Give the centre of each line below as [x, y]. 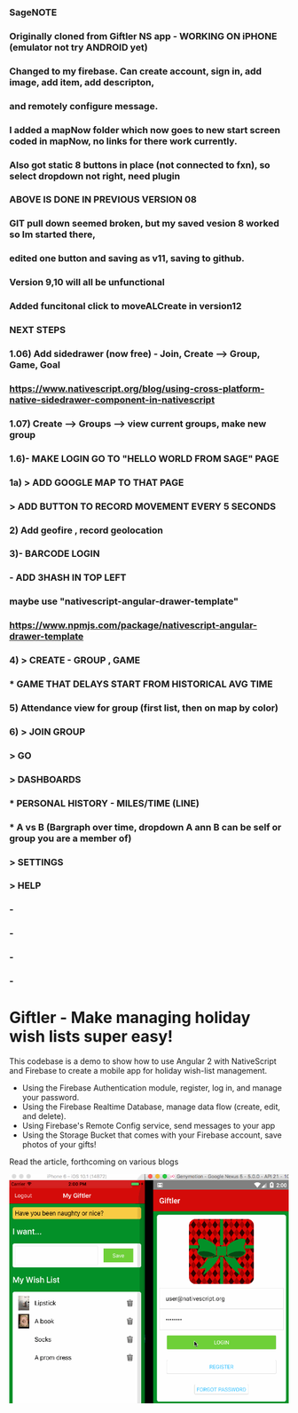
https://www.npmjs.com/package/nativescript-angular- [133, 625]
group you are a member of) [71, 838]
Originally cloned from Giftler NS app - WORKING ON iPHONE [143, 36]
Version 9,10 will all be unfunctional [87, 282]
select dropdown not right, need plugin [94, 176]
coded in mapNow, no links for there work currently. [123, 141]
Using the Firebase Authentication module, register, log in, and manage [152, 1088]
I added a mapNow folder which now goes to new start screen [145, 130]
